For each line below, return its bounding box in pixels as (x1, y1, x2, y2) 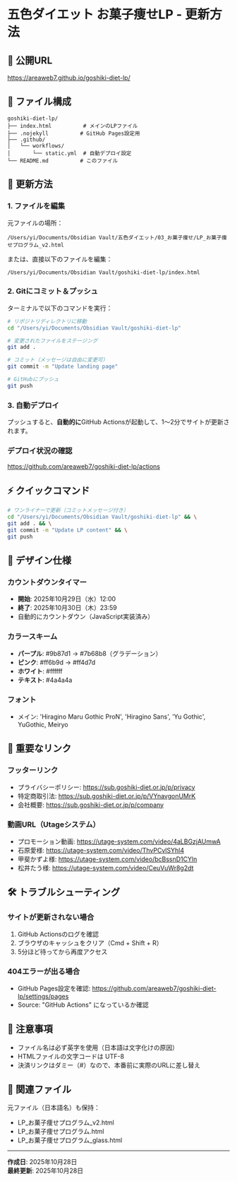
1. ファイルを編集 (7, 201, 66, 211)
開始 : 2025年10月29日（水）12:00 (17, 594, 116, 604)
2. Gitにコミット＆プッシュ (7, 287, 99, 296)
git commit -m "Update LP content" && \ (7, 527, 128, 534)
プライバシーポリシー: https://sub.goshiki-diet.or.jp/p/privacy (17, 783, 195, 791)
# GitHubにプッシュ (7, 376, 59, 383)
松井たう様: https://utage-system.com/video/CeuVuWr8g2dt (17, 863, 194, 872)
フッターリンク (7, 765, 59, 775)
